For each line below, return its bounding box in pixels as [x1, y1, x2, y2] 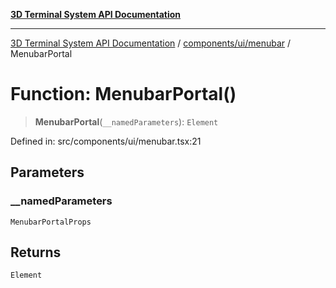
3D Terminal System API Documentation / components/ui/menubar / [10, 37, 292, 49]
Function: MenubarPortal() [10, 83, 237, 106]
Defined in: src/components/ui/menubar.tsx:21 [10, 135, 202, 147]
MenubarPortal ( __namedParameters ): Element [34, 115, 219, 128]
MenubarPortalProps [10, 217, 92, 227]
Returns [10, 244, 62, 261]
